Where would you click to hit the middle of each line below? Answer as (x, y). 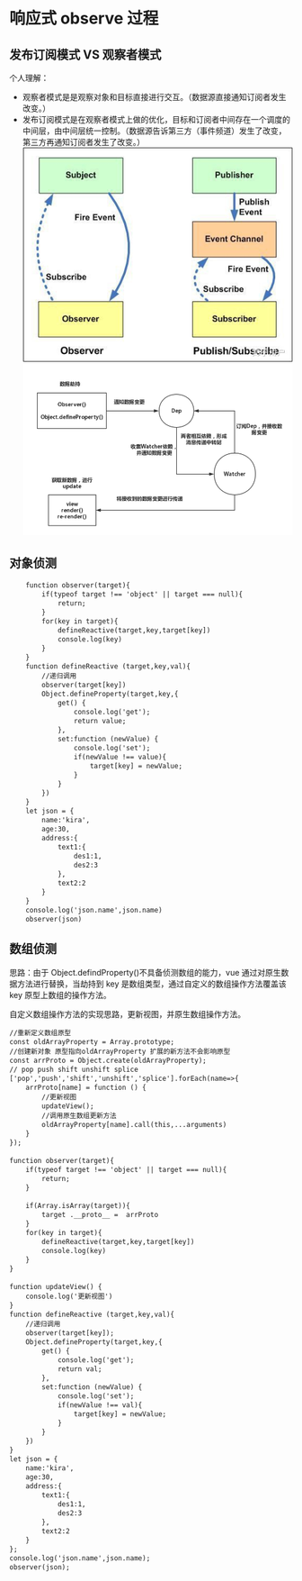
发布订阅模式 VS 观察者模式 (85, 55)
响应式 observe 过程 (84, 18)
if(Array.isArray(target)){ (78, 1205)
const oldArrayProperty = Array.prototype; (92, 1041)
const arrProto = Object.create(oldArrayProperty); (108, 1060)
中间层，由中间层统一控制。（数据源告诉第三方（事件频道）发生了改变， (154, 131)
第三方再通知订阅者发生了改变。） (84, 142)
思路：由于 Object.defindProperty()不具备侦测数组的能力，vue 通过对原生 (145, 972)
